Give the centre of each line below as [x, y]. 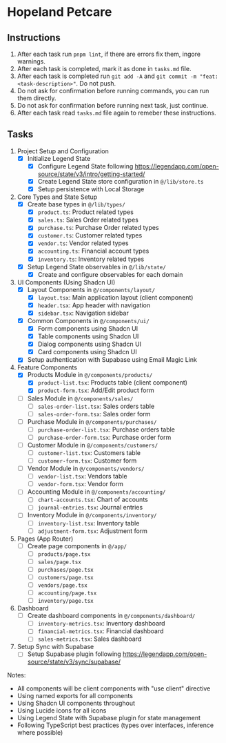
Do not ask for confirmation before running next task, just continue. [113, 105]
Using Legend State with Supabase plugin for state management [109, 718]
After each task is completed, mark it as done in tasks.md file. [104, 69]
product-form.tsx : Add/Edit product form [96, 390]
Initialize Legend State [59, 158]
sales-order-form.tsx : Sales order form [94, 414]
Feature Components [47, 367]
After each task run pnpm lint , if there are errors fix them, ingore [109, 54]
